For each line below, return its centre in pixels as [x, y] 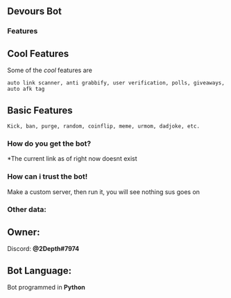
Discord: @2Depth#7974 [43, 249]
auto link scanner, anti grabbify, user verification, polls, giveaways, [116, 83]
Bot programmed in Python [46, 288]
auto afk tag [26, 89]
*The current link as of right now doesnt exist [72, 159]
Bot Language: [39, 271]
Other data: [27, 209]
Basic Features [40, 110]
